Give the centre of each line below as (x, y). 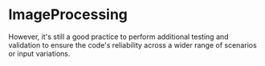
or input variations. (39, 53)
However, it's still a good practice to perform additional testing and (118, 37)
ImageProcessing (68, 15)
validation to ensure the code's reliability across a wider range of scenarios (132, 45)
